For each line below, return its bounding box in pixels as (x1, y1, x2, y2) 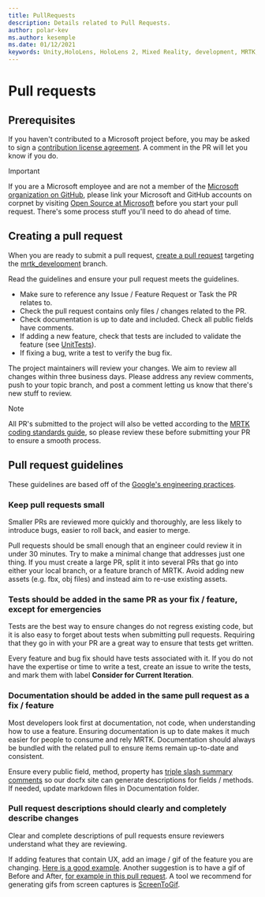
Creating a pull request (8, 229, 123, 243)
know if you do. (8, 151, 59, 160)
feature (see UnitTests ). (19, 340, 97, 349)
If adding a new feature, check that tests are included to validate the (19, 331, 242, 341)
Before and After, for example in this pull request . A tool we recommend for (8, 871, 252, 880)
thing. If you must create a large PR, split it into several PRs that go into (8, 557, 239, 567)
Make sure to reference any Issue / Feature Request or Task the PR (19, 289, 237, 299)
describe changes (8, 813, 79, 824)
